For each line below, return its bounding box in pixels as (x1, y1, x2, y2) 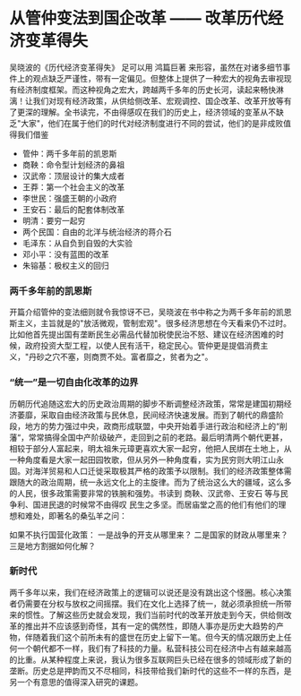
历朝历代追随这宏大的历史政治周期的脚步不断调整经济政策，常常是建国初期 (9, 398, 284, 408)
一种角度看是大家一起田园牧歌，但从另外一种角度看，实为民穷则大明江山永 (9, 454, 284, 465)
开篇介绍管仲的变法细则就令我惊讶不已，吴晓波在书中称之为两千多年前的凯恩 (9, 306, 292, 318)
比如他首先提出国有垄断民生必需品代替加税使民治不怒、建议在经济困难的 (9, 329, 276, 340)
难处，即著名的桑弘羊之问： (24, 510, 127, 520)
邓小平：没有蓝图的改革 (21, 248, 109, 260)
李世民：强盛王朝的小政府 (21, 193, 117, 203)
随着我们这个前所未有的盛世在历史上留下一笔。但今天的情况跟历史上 (32, 632, 284, 642)
